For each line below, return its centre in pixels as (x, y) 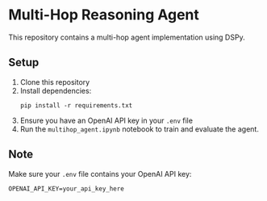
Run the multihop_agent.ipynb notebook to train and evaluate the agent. (140, 129)
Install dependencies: (56, 90)
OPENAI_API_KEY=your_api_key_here (67, 188)
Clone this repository (55, 82)
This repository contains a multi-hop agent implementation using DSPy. (127, 37)
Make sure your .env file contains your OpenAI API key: (100, 174)
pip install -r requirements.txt (76, 105)
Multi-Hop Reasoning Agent (104, 15)
